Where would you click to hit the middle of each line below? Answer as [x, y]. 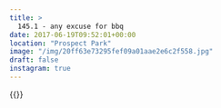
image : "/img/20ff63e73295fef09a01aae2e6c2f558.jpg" [111, 52]
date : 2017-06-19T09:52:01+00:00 [73, 34]
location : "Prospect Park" [60, 43]
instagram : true [40, 69]
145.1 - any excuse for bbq [71, 26]
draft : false [34, 60]
